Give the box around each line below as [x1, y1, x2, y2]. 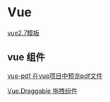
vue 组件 [7, 51, 46, 64]
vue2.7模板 [7, 28, 40, 37]
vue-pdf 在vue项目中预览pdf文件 [7, 72, 103, 80]
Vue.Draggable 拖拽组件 [7, 86, 78, 95]
